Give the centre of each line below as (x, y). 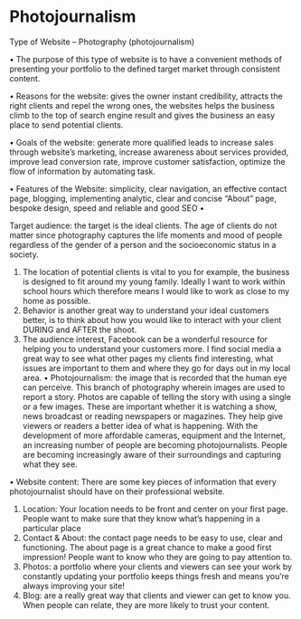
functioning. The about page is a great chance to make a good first (147, 547)
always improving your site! (73, 586)
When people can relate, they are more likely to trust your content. (146, 605)
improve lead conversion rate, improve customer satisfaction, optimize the (148, 161)
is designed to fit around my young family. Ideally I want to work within (154, 281)
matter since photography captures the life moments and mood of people (146, 235)
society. (24, 254)
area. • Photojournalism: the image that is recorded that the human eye (155, 377)
